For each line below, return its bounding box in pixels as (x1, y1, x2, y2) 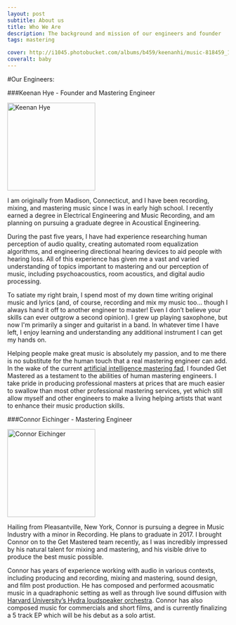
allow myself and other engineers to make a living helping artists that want (7, 394, 223, 402)
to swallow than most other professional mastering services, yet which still (7, 386, 223, 394)
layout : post (7, 10, 46, 18)
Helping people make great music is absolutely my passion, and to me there (7, 349, 227, 357)
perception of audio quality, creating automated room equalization (7, 240, 199, 248)
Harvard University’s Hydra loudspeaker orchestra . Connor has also (7, 595, 203, 605)
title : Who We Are (7, 23, 61, 30)
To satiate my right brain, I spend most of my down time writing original (7, 290, 214, 299)
